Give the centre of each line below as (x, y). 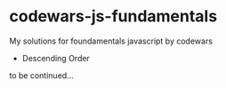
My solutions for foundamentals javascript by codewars (111, 41)
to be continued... (41, 75)
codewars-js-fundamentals (113, 16)
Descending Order (56, 58)
